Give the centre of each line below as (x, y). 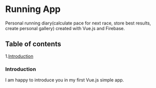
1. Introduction (19, 56)
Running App (33, 9)
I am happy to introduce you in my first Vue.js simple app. (65, 80)
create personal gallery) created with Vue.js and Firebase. (65, 28)
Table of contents (33, 44)
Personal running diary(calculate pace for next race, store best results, (78, 23)
